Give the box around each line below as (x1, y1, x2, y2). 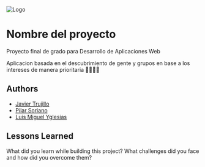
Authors (6, 83, 39, 95)
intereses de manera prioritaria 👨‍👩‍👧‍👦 (6, 66, 100, 73)
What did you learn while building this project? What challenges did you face (6, 147, 199, 155)
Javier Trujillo (15, 100, 50, 107)
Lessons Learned (6, 131, 73, 141)
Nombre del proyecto (6, 28, 116, 41)
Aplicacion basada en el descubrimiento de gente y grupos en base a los (6, 59, 190, 67)
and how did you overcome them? (6, 153, 92, 161)
